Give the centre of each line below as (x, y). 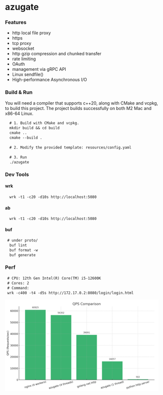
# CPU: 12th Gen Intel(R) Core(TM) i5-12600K (54, 278)
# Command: (18, 288)
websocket (23, 48)
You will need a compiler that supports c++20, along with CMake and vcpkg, (81, 103)
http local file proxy (31, 33)
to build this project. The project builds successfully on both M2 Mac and (78, 108)
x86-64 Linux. (19, 113)
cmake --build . (26, 138)
